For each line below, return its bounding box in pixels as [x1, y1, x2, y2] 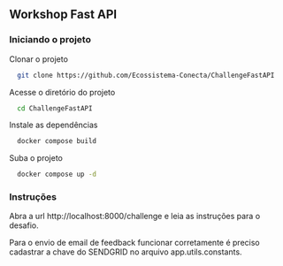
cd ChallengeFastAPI [17, 103, 93, 113]
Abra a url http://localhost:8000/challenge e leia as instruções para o [9, 211, 261, 222]
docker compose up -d [17, 170, 97, 179]
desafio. [9, 220, 39, 231]
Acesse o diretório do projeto [9, 87, 116, 97]
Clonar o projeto [9, 53, 69, 65]
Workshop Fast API [9, 7, 118, 22]
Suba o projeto [9, 153, 64, 163]
